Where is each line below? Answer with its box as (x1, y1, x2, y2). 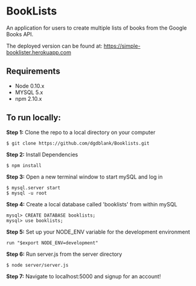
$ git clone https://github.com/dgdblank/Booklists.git (6, 140, 150, 146)
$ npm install (6, 162, 42, 168)
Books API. (6, 30, 34, 37)
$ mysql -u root (6, 190, 47, 196)
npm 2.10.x (14, 95, 42, 102)
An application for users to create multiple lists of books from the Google (6, 24, 187, 31)
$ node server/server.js (6, 262, 69, 268)
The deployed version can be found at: (6, 42, 103, 49)
